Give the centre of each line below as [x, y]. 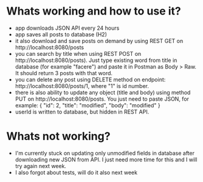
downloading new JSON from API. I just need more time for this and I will [106, 160]
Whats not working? [58, 136]
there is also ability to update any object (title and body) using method [103, 92]
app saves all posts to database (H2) [61, 34]
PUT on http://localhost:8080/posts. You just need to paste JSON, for [102, 99]
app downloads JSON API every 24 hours [67, 28]
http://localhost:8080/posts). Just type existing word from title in [96, 60]
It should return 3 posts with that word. [64, 73]
